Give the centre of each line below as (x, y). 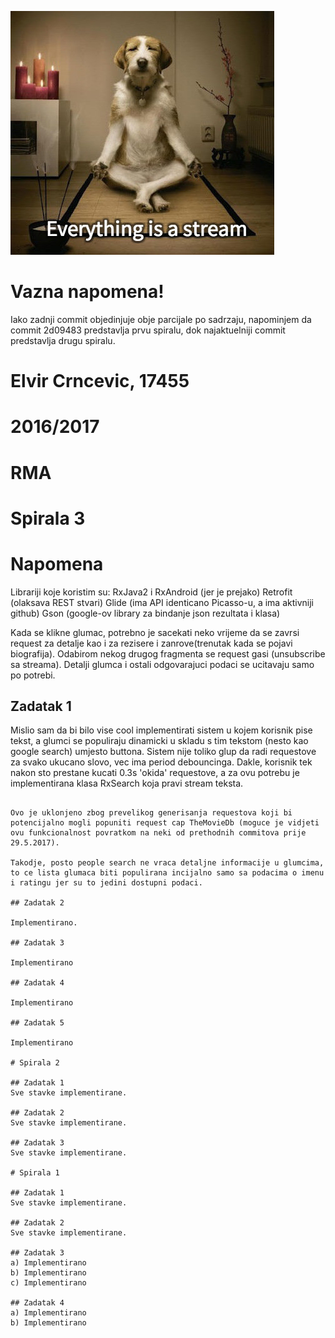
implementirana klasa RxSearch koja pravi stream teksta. (127, 783)
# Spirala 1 (35, 1173)
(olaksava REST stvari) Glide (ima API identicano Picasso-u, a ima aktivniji (162, 602)
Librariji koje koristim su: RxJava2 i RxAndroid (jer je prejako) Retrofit (151, 592)
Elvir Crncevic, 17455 (100, 381)
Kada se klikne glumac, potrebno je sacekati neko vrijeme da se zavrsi (155, 632)
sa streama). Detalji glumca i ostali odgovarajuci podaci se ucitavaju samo (162, 664)
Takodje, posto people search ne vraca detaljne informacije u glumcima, (167, 863)
